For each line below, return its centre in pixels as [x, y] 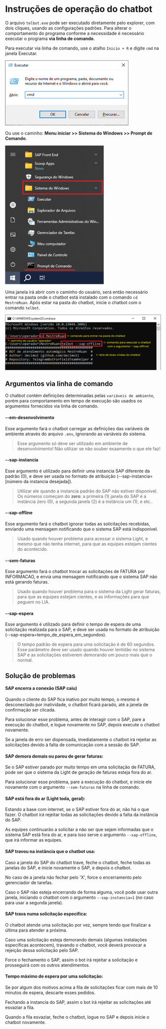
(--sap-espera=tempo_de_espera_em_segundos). [56, 635]
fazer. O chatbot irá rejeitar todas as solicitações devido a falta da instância [82, 815]
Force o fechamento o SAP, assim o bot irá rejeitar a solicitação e [71, 960]
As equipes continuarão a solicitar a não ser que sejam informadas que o [79, 830]
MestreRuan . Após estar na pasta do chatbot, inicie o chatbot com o [73, 302]
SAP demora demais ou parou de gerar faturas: [54, 756]
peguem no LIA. [33, 602]
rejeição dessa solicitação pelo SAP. [42, 950]
